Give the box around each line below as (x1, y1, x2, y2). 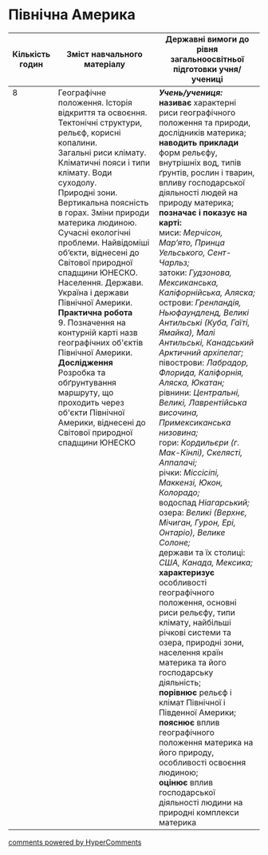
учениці (191, 74, 223, 85)
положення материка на (158, 737, 254, 748)
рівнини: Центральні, (158, 386, 241, 398)
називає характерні (158, 97, 237, 108)
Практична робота (57, 306, 133, 318)
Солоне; (158, 537, 191, 548)
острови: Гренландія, (158, 297, 242, 308)
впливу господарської (158, 177, 246, 188)
